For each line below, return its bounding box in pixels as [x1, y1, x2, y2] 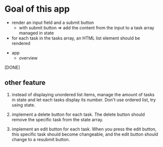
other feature [4, 79, 46, 87]
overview [19, 55, 38, 61]
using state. [11, 102, 36, 108]
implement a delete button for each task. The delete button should [11, 111, 145, 117]
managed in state [19, 30, 54, 36]
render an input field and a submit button [11, 20, 94, 25]
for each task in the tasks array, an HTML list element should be [11, 35, 140, 41]
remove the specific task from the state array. [11, 116, 103, 123]
